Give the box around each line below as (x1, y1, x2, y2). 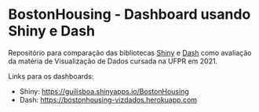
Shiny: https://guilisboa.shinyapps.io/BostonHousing (19, 86, 190, 96)
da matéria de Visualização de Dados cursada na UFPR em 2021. (8, 56, 218, 66)
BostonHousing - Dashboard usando (8, 5, 251, 23)
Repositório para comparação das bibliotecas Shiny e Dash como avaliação (8, 48, 252, 57)
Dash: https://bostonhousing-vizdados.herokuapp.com (19, 95, 198, 104)
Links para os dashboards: (8, 71, 94, 81)
